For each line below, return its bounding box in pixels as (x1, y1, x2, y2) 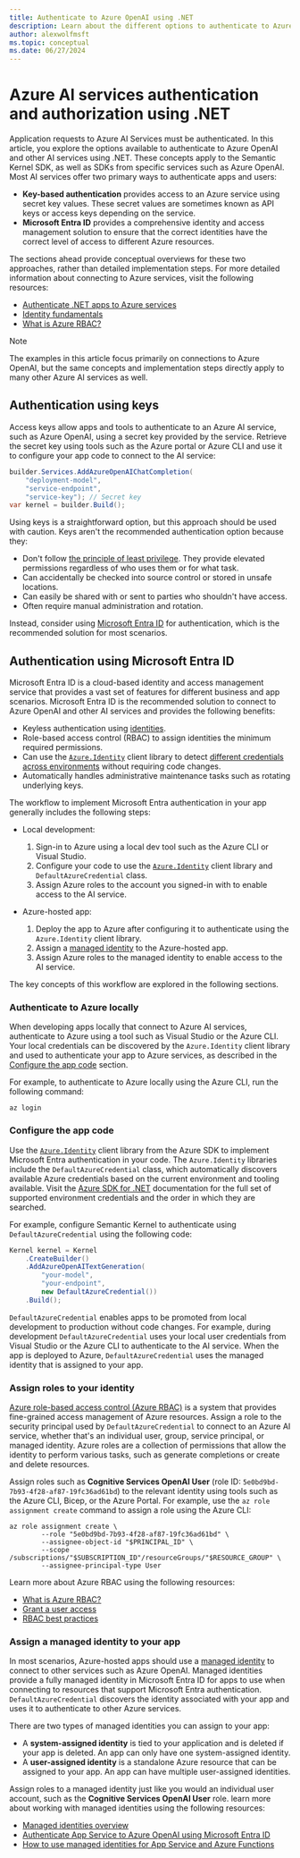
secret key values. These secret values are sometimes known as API (21, 198, 275, 209)
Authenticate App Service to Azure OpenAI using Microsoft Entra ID (21, 1829, 271, 1840)
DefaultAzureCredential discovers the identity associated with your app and (9, 1693, 290, 1704)
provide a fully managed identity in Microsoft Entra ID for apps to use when (9, 1675, 286, 1685)
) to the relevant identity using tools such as (117, 1486, 279, 1497)
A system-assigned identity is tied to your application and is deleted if (21, 1738, 284, 1749)
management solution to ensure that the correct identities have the (21, 227, 268, 238)
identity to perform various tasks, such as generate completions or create (9, 1449, 280, 1460)
